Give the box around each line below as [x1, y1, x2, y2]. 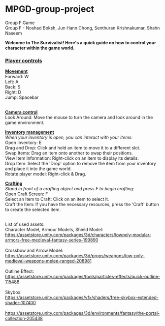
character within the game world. [5, 45, 75, 51]
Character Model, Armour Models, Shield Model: [5, 227, 103, 233]
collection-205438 [5, 316, 43, 322]
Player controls [5, 57, 42, 64]
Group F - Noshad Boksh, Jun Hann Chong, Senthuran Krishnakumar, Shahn [5, 25, 160, 30]
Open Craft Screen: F [5, 191, 48, 197]
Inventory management [5, 129, 54, 135]
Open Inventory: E [5, 140, 42, 146]
